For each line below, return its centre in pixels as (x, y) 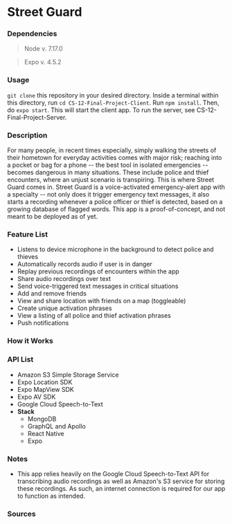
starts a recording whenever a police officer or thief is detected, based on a (115, 202)
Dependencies (32, 34)
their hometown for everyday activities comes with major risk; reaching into (115, 158)
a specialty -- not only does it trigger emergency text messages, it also (108, 195)
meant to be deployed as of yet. (53, 217)
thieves (28, 257)
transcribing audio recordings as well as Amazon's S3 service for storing (121, 481)
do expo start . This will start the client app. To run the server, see (101, 110)
